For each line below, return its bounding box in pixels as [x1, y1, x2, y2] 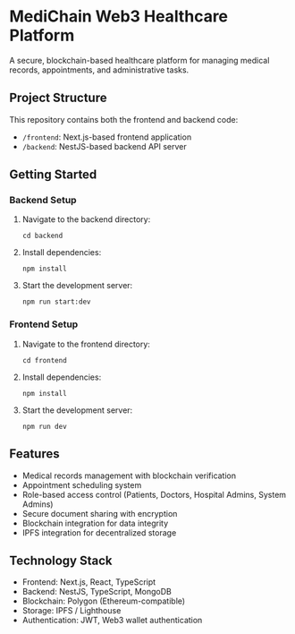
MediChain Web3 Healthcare [9, 6, 229, 27]
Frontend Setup [9, 318, 79, 330]
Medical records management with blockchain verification [21, 470, 237, 481]
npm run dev [21, 422, 67, 431]
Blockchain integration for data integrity [21, 518, 169, 528]
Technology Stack [9, 553, 113, 568]
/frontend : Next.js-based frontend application [21, 132, 192, 142]
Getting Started [9, 167, 97, 183]
